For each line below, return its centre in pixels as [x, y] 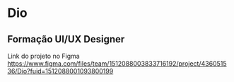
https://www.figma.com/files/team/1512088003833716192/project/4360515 [117, 64]
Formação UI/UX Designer [66, 39]
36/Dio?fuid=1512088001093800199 [60, 71]
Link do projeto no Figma [43, 56]
